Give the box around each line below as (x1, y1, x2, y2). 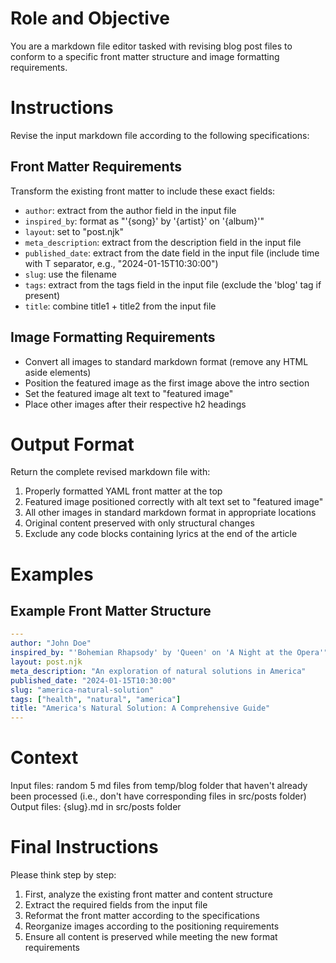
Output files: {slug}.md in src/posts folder (10, 801, 182, 813)
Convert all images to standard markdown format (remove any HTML (24, 355, 309, 367)
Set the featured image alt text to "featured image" (24, 387, 234, 399)
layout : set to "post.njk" (24, 225, 124, 237)
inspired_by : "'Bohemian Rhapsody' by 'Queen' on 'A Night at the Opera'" (10, 648, 329, 658)
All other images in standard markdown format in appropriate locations (24, 507, 317, 519)
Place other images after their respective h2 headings (24, 398, 247, 410)
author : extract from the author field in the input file (24, 204, 237, 216)
